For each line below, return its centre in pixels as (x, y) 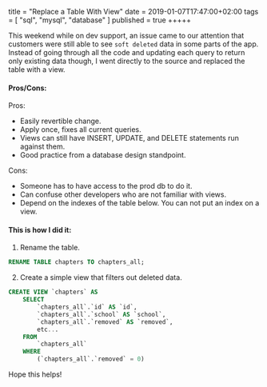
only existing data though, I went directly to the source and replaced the (127, 61)
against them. (42, 146)
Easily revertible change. (60, 121)
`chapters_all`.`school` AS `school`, (102, 314)
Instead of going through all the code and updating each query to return (127, 52)
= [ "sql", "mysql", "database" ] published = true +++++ (100, 20)
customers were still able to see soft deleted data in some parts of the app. (133, 44)
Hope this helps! (35, 374)
